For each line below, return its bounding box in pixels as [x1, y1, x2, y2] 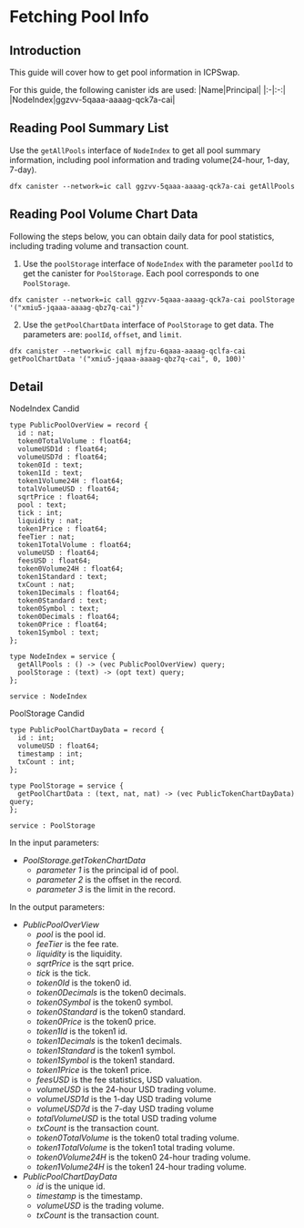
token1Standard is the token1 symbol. [35, 1046, 176, 1057]
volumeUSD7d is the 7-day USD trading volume [35, 1103, 214, 1114]
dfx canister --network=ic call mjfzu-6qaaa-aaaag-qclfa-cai [9, 346, 247, 356]
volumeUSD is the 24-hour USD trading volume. [35, 1084, 217, 1095]
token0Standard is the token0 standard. [35, 1006, 187, 1017]
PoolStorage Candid [9, 708, 85, 719]
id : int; [17, 734, 55, 743]
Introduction [9, 43, 82, 58]
